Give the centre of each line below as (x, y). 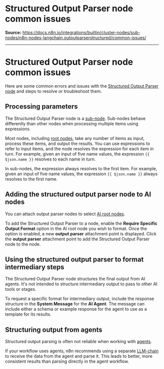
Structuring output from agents (54, 330)
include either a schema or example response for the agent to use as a (76, 309)
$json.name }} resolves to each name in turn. (51, 159)
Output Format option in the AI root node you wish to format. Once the (76, 229)
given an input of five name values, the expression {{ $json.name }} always (81, 174)
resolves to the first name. (31, 179)
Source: (13, 32)
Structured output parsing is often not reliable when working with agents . (79, 342)
